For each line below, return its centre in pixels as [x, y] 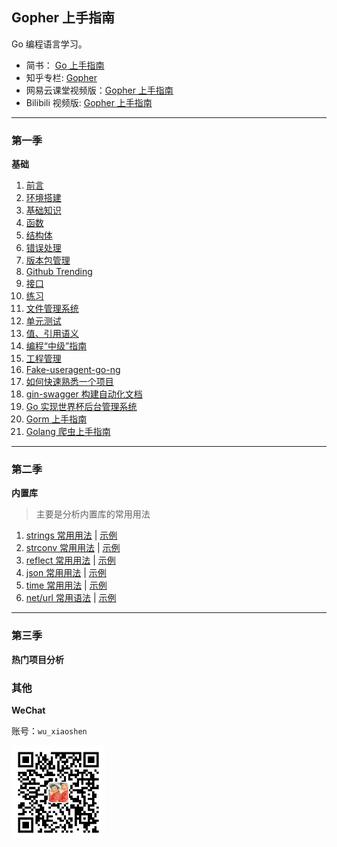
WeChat [28, 710]
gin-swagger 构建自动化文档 [84, 394]
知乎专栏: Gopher [61, 77]
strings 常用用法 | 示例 [71, 535]
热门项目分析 [37, 659]
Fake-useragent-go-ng [73, 370]
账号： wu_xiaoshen [49, 731]
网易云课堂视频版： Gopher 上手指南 [99, 90]
